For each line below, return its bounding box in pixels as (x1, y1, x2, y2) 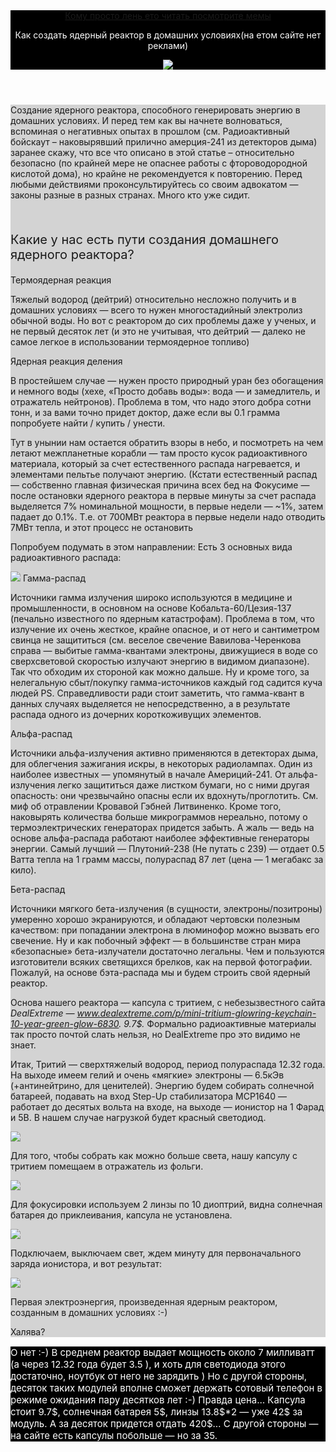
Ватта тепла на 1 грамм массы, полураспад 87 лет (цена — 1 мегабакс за (10, 854, 324, 865)
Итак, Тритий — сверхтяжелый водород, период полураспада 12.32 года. (10, 1059, 326, 1070)
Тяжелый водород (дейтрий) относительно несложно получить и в (10, 294, 297, 305)
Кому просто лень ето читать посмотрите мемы (64, 10, 272, 21)
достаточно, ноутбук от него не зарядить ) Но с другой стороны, (10, 1370, 308, 1383)
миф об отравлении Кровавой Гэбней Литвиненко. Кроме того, (10, 800, 282, 812)
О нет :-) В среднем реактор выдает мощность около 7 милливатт (10, 1346, 315, 1359)
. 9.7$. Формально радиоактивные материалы (118, 1018, 317, 1029)
